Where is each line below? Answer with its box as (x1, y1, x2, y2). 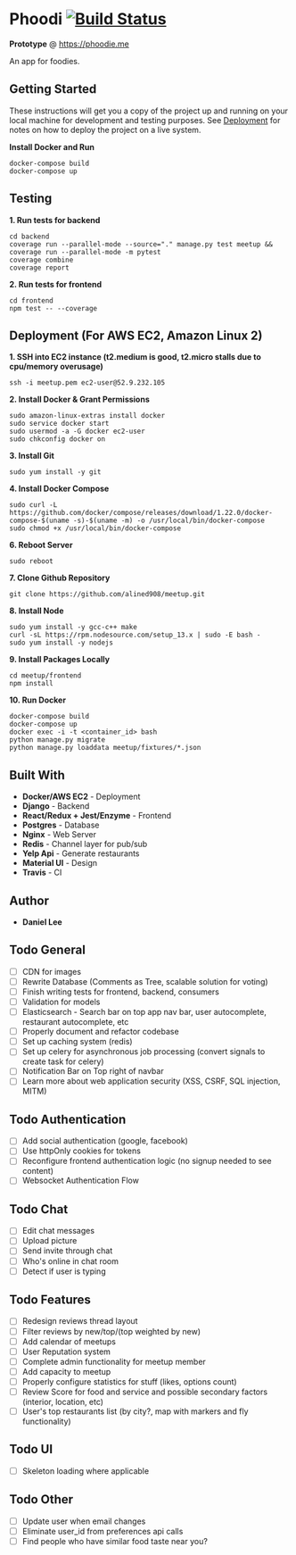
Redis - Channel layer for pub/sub (21, 839, 148, 850)
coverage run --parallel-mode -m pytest (9, 247, 162, 256)
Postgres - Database (21, 819, 100, 830)
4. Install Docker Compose (9, 483, 110, 495)
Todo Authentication (9, 1111, 127, 1127)
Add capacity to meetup (21, 1366, 111, 1376)
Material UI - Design (21, 858, 98, 869)
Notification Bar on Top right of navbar (21, 1066, 164, 1077)
